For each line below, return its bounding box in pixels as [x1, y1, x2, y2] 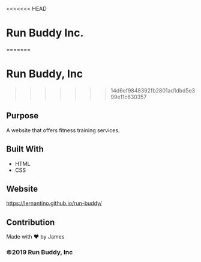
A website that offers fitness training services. [6, 126, 120, 134]
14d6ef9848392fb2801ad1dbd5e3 [110, 87, 196, 94]
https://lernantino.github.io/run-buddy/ [6, 200, 102, 207]
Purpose [6, 111, 39, 121]
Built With [6, 144, 44, 154]
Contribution [6, 217, 55, 227]
